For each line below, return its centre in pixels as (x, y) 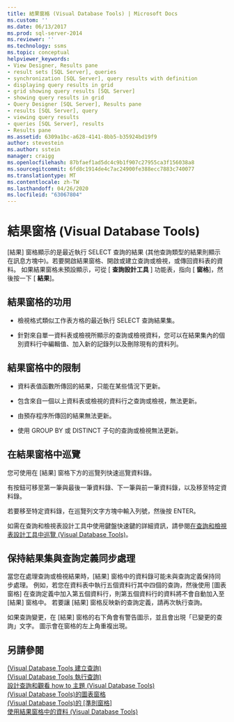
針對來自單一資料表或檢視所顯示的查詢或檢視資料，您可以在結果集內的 (118, 335)
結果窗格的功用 (39, 303)
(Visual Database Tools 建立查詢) (55, 668)
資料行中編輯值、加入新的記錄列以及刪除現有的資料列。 (103, 344)
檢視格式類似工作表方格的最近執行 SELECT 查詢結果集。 (98, 320)
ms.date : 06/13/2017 (37, 26)
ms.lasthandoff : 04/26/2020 (48, 189)
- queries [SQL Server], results (56, 124)
